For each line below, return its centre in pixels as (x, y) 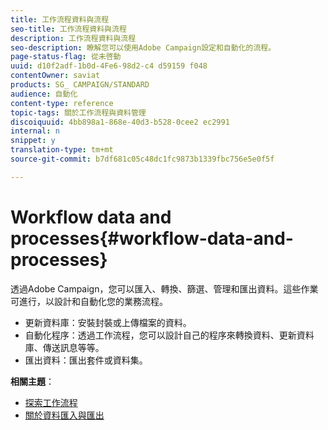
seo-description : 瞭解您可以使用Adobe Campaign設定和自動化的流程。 (143, 47)
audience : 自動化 (44, 94)
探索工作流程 (51, 402)
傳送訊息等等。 (73, 347)
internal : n (35, 131)
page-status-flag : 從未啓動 (66, 57)
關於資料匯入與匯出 (64, 415)
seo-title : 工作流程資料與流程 (68, 29)
